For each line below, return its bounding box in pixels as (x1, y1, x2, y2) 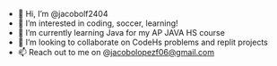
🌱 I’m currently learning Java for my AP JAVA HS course (17, 28, 226, 37)
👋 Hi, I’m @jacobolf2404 (17, 9, 108, 19)
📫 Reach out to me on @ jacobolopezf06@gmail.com (17, 47, 215, 57)
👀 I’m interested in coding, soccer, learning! (17, 18, 178, 29)
